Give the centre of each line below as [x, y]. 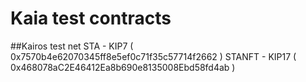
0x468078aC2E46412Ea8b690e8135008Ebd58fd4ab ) [123, 67]
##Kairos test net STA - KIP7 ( [72, 46]
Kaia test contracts [91, 18]
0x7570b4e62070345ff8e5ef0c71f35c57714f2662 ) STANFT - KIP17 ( [153, 56]
